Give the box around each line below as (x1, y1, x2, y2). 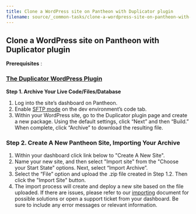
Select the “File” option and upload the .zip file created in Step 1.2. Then (14, 170, 188, 177)
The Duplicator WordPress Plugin (6, 75, 103, 83)
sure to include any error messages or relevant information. (14, 201, 157, 208)
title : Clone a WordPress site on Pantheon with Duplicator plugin (6, 8, 174, 15)
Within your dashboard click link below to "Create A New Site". (14, 152, 165, 159)
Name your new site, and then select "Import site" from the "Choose (14, 158, 179, 165)
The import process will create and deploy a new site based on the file (14, 183, 184, 190)
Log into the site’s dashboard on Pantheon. (14, 99, 118, 106)
